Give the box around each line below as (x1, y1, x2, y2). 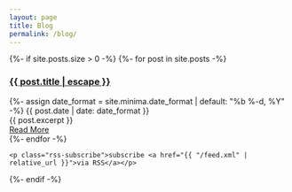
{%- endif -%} (9, 173, 62, 184)
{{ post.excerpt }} (9, 114, 74, 125)
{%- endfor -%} (9, 134, 67, 144)
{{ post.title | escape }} (9, 76, 111, 88)
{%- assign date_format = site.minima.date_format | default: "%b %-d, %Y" (9, 96, 286, 106)
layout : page (9, 12, 58, 22)
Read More (9, 124, 50, 134)
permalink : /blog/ (9, 29, 77, 38)
